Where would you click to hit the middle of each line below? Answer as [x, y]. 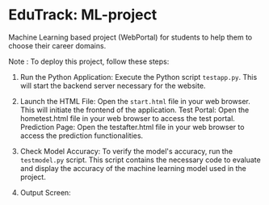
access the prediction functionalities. [82, 136]
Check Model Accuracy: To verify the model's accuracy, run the [126, 151]
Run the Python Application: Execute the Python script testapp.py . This [139, 77]
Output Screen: [45, 192]
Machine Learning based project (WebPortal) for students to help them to [130, 37]
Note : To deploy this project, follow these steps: [89, 61]
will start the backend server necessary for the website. [113, 86]
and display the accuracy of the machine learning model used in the [133, 168]
